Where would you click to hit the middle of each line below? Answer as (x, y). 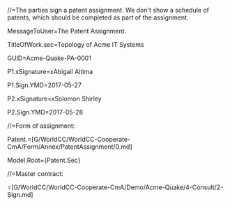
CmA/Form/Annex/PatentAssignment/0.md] (70, 147)
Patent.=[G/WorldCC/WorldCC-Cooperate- (69, 139)
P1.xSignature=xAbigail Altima (50, 72)
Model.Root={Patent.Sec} (44, 160)
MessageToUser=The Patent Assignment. (67, 31)
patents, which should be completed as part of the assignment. (98, 17)
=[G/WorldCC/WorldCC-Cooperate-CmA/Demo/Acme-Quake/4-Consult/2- (115, 187)
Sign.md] (20, 194)
